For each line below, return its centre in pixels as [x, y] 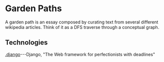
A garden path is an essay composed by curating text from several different [82, 22]
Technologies [27, 43]
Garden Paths [33, 9]
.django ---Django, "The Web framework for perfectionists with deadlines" [80, 54]
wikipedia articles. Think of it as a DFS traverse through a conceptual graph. [82, 27]
